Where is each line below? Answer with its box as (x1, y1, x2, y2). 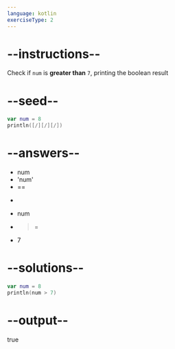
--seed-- (7, 93, 59, 109)
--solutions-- (7, 260, 84, 276)
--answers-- (7, 145, 80, 161)
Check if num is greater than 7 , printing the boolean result (7, 69, 169, 77)
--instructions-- (7, 46, 101, 62)
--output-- (7, 313, 69, 328)
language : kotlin (7, 10, 57, 17)
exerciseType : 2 (7, 17, 54, 23)
